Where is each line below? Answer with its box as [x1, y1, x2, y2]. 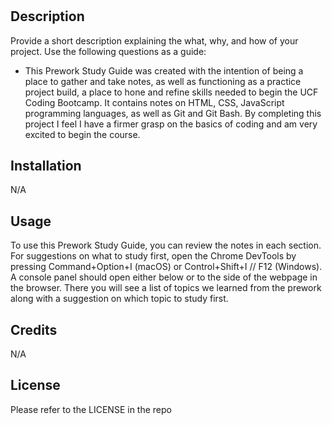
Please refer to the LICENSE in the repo [10, 403, 172, 415]
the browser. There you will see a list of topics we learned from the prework [10, 282, 322, 294]
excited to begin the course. [24, 128, 141, 140]
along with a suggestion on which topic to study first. [10, 293, 229, 305]
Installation [10, 158, 82, 174]
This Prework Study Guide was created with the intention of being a [24, 64, 304, 77]
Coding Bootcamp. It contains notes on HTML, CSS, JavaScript [24, 96, 285, 108]
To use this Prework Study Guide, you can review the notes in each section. [10, 239, 322, 252]
